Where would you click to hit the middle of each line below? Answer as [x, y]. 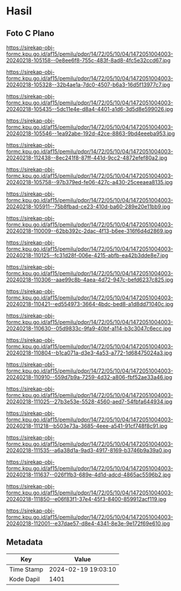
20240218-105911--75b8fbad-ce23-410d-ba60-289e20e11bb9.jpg [88, 206]
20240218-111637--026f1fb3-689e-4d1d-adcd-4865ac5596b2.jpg [88, 475]
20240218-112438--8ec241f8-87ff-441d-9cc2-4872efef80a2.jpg [87, 158]
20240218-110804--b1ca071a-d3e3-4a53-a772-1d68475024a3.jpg [89, 353]
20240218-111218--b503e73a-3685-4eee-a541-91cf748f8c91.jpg [87, 426]
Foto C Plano [30, 33]
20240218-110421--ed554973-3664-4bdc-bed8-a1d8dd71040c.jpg [90, 304]
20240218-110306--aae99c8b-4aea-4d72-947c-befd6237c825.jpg [90, 280]
